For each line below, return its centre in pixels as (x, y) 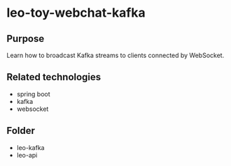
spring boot (33, 94)
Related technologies (54, 77)
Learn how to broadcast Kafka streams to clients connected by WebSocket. (115, 55)
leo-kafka (30, 147)
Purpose (26, 39)
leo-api (27, 155)
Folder (21, 131)
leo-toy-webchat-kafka (76, 13)
